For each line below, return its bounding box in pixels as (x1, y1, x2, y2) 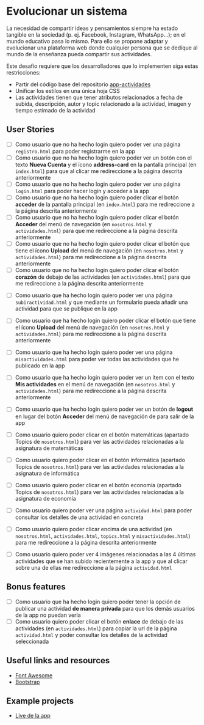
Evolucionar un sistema (6, 4, 128, 18)
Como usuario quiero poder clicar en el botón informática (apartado (15, 456, 186, 463)
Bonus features (6, 582, 66, 592)
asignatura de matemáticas (15, 444, 83, 452)
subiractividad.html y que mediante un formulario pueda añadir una (15, 298, 188, 306)
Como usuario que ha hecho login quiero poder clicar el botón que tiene (15, 317, 196, 325)
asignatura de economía (15, 495, 76, 502)
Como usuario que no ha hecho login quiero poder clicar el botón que (15, 240, 190, 248)
